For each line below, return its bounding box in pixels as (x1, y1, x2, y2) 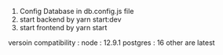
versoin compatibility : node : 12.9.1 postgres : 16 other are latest (8, 38, 215, 47)
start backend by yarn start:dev (19, 15, 122, 24)
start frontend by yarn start (19, 23, 108, 32)
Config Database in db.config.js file (19, 7, 134, 15)
